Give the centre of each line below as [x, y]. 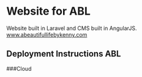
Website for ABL [48, 11]
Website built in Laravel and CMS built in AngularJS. [72, 28]
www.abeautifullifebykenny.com [47, 34]
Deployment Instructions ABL [64, 54]
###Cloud [19, 68]
